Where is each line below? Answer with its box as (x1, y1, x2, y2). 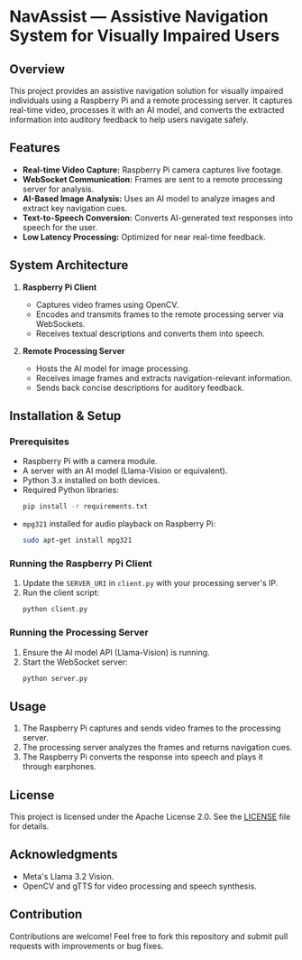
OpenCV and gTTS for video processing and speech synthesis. (22, 881, 257, 891)
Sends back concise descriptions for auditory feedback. (35, 382, 245, 393)
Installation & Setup (9, 408, 122, 424)
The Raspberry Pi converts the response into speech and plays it (22, 751, 263, 762)
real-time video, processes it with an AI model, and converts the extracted (9, 105, 285, 115)
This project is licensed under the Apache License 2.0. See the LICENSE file (9, 811, 291, 823)
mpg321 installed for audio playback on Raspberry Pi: (22, 518, 216, 529)
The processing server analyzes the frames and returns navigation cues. (22, 742, 293, 753)
